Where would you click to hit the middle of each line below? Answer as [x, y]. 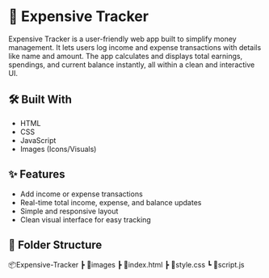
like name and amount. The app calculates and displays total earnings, [126, 56]
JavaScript [38, 140]
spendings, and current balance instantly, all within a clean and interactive [132, 65]
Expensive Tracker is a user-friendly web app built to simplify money [122, 39]
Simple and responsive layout [69, 211]
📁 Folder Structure [55, 244]
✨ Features [37, 174]
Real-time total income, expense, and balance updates [111, 202]
